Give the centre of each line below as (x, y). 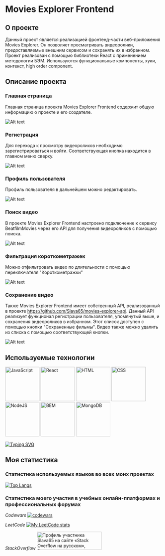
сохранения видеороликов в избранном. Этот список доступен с (75, 322)
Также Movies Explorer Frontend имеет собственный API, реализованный (82, 306)
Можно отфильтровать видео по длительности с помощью (68, 267)
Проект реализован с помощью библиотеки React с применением (76, 55)
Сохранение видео (29, 295)
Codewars (16, 515)
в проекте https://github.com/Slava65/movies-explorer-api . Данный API (80, 311)
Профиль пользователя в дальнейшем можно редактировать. (71, 189)
